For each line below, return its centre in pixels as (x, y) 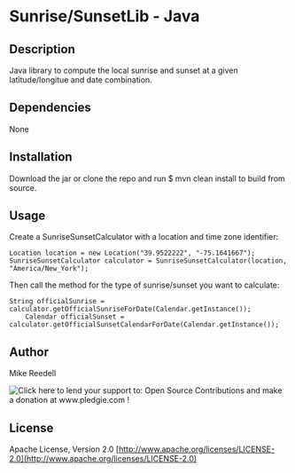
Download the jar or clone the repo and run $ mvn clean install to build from (147, 178)
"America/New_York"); (49, 269)
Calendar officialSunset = (75, 317)
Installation (41, 157)
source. (23, 187)
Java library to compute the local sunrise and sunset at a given (124, 70)
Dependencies (50, 108)
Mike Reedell (33, 374)
